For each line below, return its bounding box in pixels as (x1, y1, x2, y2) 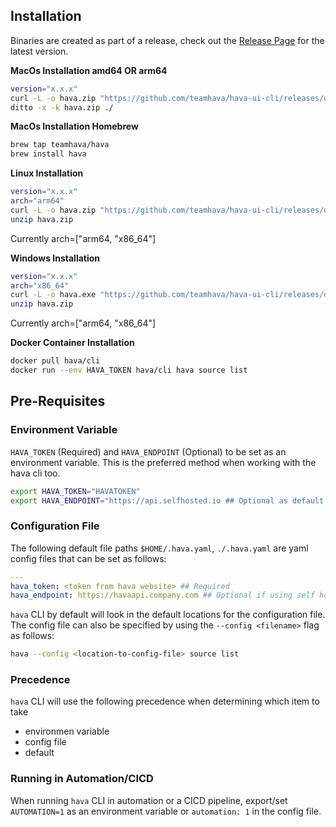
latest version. (10, 45, 69, 57)
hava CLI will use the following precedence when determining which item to (10, 695, 320, 708)
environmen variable (24, 725, 110, 738)
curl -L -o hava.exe (10, 290, 97, 300)
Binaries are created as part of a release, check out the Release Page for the (10, 34, 325, 46)
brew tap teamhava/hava (10, 140, 110, 150)
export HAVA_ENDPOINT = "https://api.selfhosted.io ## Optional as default (10, 495, 325, 506)
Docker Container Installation (10, 337, 135, 349)
